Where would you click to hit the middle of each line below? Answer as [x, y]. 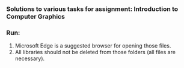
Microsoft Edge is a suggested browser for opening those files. [93, 46]
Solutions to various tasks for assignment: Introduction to [92, 9]
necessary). [30, 58]
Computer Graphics [35, 16]
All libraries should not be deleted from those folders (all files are [95, 52]
